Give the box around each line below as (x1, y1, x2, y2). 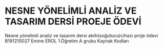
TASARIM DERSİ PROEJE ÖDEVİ (5, 16, 141, 27)
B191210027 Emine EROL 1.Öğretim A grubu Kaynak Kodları (5, 38, 129, 44)
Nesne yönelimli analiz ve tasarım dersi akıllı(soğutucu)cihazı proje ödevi (5, 32, 158, 38)
